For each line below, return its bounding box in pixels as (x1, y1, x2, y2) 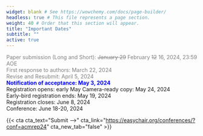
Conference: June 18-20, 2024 (6, 105, 84, 112)
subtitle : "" (6, 31, 39, 37)
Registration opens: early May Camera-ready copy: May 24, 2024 (6, 86, 171, 92)
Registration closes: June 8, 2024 (6, 99, 91, 106)
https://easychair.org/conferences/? (105, 117, 196, 124)
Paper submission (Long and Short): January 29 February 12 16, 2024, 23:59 (6, 54, 198, 60)
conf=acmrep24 (6, 123, 47, 130)
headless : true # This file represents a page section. (6, 15, 150, 21)
